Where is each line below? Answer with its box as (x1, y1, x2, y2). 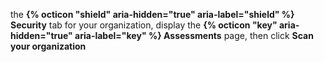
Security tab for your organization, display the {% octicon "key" (10, 19, 278, 31)
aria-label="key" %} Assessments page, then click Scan (74, 30, 314, 41)
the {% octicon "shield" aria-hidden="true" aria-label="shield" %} (10, 9, 295, 20)
